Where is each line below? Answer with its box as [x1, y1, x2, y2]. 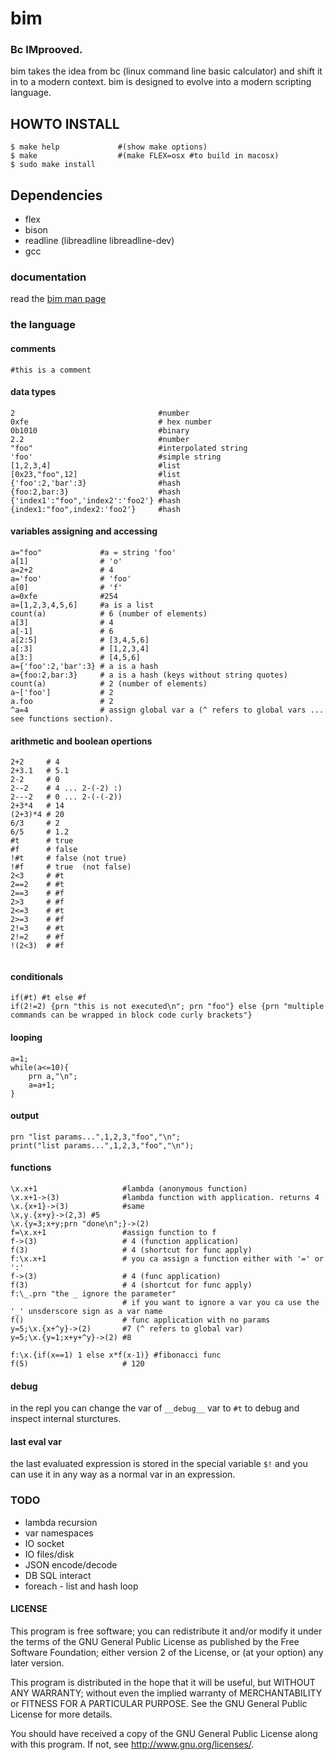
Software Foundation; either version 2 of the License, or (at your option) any [10, 1646, 324, 1658]
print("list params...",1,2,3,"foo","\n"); [10, 1140, 195, 1151]
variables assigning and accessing [10, 525, 158, 537]
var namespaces [24, 1527, 94, 1539]
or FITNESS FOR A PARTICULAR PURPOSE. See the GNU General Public [10, 1697, 308, 1709]
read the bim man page [10, 293, 107, 305]
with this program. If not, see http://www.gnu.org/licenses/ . [10, 1738, 255, 1750]
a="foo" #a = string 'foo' [10, 547, 177, 557]
